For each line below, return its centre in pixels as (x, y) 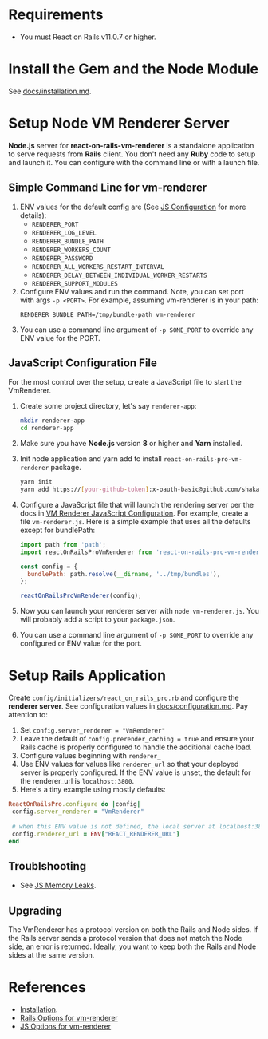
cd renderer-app (47, 429)
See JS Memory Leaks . (58, 885)
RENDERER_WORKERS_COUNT (71, 250)
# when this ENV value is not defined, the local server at (114, 826)
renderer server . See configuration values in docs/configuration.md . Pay (128, 706)
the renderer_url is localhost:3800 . (77, 781)
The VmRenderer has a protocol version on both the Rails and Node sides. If (133, 930)
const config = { (49, 567)
